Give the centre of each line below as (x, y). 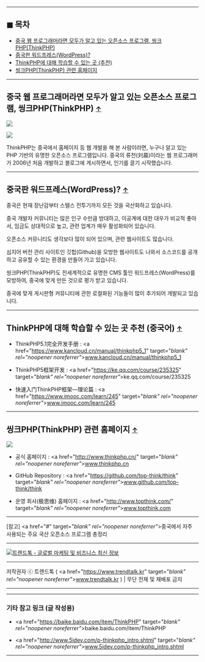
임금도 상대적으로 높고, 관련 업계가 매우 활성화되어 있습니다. (85, 226)
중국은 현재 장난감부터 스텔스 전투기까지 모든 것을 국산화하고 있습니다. (89, 205)
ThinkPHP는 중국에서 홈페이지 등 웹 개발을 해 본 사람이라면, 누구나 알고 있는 (97, 147)
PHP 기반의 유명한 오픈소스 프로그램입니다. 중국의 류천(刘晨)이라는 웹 (89, 155)
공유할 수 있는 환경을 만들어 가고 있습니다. (67, 260)
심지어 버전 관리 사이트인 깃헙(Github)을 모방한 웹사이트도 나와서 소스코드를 (96, 252)
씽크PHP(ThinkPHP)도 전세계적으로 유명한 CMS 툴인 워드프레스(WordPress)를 (101, 273)
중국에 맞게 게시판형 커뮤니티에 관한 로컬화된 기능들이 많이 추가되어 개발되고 (97, 293)
